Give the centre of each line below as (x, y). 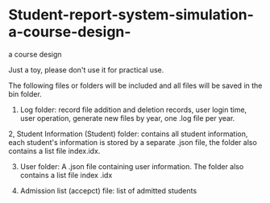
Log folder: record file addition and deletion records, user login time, (133, 110)
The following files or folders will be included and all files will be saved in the (135, 85)
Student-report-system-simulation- (131, 15)
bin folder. (25, 93)
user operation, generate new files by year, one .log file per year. (127, 118)
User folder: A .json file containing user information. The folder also (132, 166)
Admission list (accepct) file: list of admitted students (108, 190)
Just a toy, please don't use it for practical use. (86, 69)
